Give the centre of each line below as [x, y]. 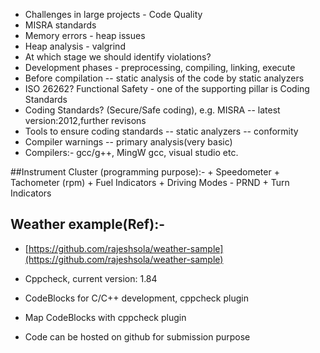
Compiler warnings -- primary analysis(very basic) [128, 142]
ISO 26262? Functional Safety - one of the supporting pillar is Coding [167, 88]
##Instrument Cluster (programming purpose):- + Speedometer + [145, 172]
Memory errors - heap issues [85, 35]
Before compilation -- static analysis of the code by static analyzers [164, 78]
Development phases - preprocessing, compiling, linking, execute [160, 67]
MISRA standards [60, 25]
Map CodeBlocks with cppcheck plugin [105, 317]
